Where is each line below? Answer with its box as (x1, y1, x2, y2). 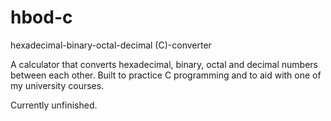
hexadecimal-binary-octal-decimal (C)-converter (10, 39, 212, 51)
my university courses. (10, 79, 105, 91)
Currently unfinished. (10, 99, 98, 111)
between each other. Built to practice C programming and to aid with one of (10, 69, 322, 81)
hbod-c (10, 6, 73, 29)
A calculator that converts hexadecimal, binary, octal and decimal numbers (10, 58, 318, 70)
